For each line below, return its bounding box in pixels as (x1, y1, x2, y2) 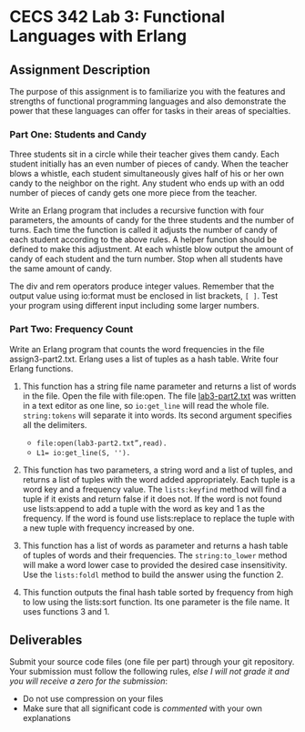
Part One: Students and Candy (9, 127, 147, 140)
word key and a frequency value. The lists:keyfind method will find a (22, 483, 287, 494)
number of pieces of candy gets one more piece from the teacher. (9, 188, 258, 198)
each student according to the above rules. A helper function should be (9, 234, 278, 245)
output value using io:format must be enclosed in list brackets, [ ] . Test (9, 290, 279, 301)
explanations (22, 713, 71, 724)
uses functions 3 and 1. (22, 605, 110, 616)
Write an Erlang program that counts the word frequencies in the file (9, 343, 265, 354)
